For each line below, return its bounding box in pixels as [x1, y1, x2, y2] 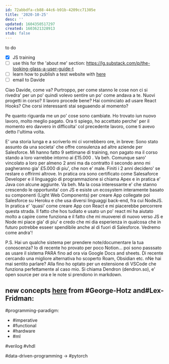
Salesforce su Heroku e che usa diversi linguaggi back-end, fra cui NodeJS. [5, 198, 163, 204]
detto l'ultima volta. [5, 129, 45, 135]
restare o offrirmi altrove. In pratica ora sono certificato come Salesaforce [5, 171, 158, 177]
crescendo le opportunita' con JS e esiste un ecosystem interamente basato [5, 187, 164, 193]
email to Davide [12, 77, 45, 83]
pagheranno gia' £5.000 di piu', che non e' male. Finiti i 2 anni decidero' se [5, 165, 160, 171]
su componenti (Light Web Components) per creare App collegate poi [5, 192, 150, 198]
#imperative [12, 317, 38, 323]
